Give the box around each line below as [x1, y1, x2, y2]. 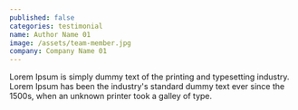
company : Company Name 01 [9, 47, 107, 56]
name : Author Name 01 [9, 30, 91, 39]
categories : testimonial [9, 22, 103, 31]
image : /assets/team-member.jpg [9, 38, 131, 48]
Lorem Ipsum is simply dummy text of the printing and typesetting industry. [9, 71, 290, 82]
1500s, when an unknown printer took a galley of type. [9, 91, 213, 102]
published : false [9, 13, 75, 23]
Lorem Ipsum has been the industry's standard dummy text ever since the [9, 81, 285, 92]
